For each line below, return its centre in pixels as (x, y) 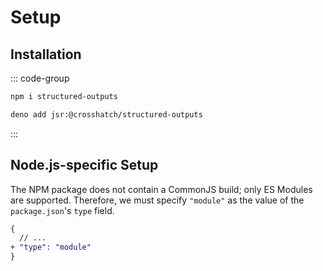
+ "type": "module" (51, 247)
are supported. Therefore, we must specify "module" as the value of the (157, 200)
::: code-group (40, 78)
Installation (46, 54)
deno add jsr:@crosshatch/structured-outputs (106, 114)
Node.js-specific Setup (84, 165)
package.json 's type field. (62, 210)
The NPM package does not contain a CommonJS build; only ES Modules (161, 189)
